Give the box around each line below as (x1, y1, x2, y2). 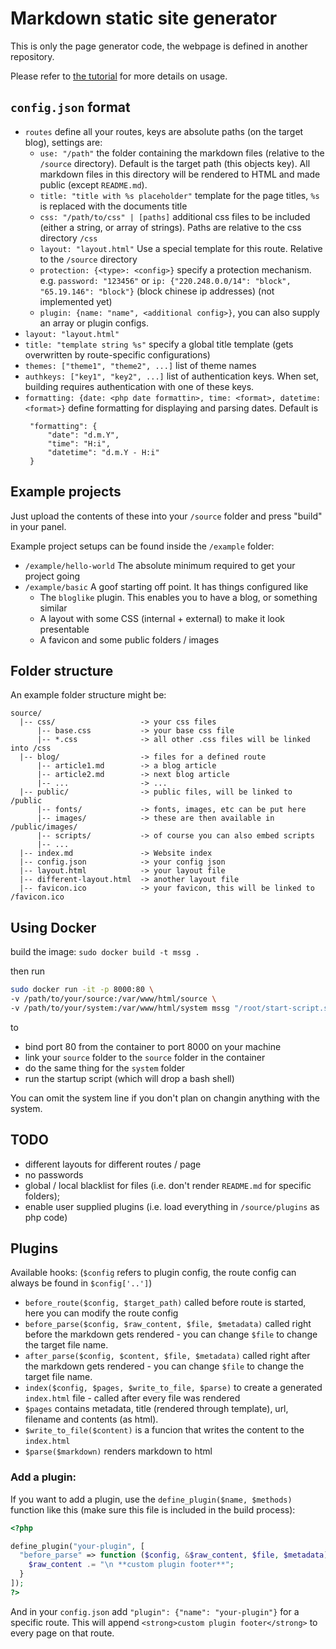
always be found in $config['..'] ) (10, 1277, 153, 1289)
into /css (10, 743, 52, 754)
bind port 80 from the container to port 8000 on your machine (24, 1040, 282, 1052)
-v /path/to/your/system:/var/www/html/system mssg (10, 1003, 230, 1013)
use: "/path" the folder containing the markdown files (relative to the (39, 147, 325, 159)
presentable (39, 623, 90, 635)
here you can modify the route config (24, 1307, 179, 1319)
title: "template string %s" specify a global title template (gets (24, 338, 294, 350)
